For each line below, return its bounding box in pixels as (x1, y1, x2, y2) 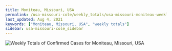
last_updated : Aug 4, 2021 (5, 17, 63, 22)
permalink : (5, 12, 29, 17)
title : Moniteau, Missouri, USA (5, 7, 74, 13)
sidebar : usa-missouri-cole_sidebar (5, 26, 83, 31)
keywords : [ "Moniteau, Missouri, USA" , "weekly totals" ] (5, 21, 130, 27)
